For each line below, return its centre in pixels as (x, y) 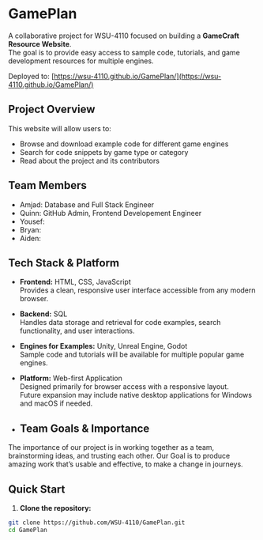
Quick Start (37, 489)
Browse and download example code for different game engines (124, 144)
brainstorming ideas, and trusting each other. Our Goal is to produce (119, 456)
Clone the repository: (55, 508)
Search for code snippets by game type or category (104, 152)
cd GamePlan (28, 530)
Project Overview (52, 110)
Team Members (47, 185)
